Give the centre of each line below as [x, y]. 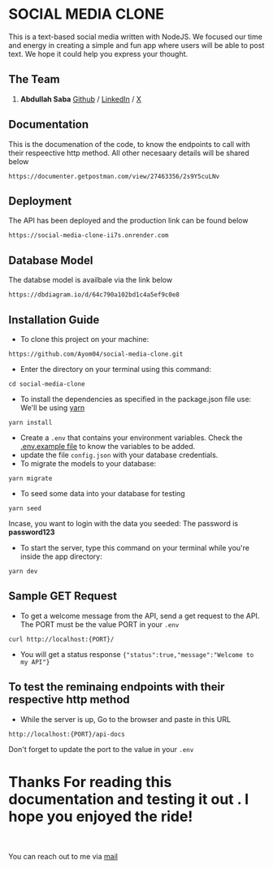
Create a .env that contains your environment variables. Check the [131, 438]
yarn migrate [30, 478]
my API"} [35, 662]
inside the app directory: [61, 556]
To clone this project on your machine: [84, 339]
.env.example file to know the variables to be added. [108, 446]
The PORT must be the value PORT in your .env [100, 624]
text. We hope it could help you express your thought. [98, 54]
